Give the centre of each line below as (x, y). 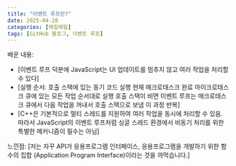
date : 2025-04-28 (33, 20)
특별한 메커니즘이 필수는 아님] (59, 131)
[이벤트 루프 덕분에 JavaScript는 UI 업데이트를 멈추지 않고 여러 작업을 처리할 (123, 70)
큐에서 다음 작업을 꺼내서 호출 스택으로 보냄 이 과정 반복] (102, 105)
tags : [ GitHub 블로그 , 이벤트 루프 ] (55, 34)
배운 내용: (20, 54)
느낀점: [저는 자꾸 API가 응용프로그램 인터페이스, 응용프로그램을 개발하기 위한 (113, 146)
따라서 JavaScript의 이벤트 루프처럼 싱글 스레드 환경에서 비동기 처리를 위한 (121, 123)
